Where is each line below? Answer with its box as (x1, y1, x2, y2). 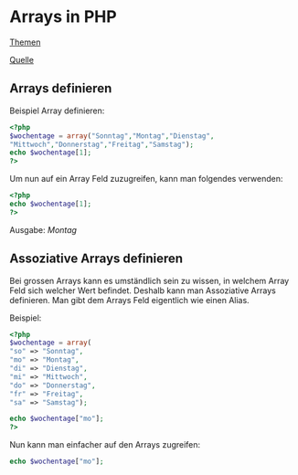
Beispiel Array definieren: (9, 105, 105, 116)
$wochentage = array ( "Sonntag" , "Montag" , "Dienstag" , (9, 131, 215, 141)
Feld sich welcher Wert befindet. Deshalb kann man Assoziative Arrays (9, 285, 276, 296)
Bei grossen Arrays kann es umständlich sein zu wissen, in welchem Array (9, 275, 290, 286)
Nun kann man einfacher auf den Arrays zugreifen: (9, 439, 201, 450)
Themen (9, 37, 41, 47)
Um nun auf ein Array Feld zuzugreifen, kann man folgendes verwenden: (9, 174, 283, 185)
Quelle (9, 54, 35, 65)
